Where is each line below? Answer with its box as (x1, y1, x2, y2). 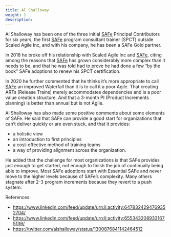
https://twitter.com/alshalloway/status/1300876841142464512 (12, 226, 143, 232)
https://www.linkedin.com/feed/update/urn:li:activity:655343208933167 (12, 215, 165, 221)
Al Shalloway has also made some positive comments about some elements (5, 110, 165, 116)
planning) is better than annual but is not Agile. (5, 100, 104, 106)
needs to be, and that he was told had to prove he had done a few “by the (5, 63, 160, 69)
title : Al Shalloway (5, 7, 50, 13)
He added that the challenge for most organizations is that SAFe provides (5, 157, 160, 163)
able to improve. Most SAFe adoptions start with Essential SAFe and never (5, 168, 162, 174)
